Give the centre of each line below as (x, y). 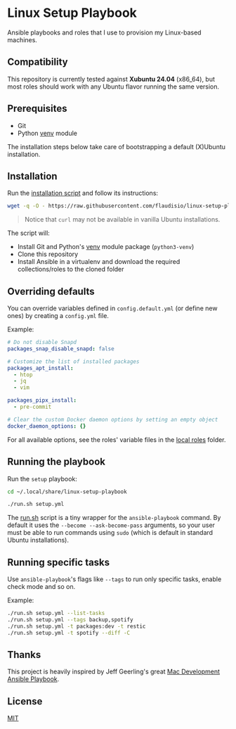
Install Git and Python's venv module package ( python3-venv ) (106, 247)
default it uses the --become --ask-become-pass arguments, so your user (111, 525)
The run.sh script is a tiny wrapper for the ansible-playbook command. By (114, 518)
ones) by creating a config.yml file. (58, 316)
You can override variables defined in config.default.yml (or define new (112, 308)
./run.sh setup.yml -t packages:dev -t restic (77, 626)
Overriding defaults (51, 291)
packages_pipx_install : (42, 400)
